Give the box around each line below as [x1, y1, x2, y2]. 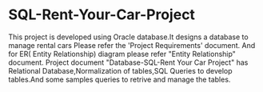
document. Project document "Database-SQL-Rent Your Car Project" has [8, 58, 249, 67]
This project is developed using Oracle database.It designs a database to [8, 32, 249, 42]
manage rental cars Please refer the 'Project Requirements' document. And [8, 40, 256, 50]
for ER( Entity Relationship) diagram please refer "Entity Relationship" [8, 49, 236, 58]
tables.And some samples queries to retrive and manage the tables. [8, 74, 231, 84]
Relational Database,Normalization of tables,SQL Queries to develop [8, 66, 233, 75]
